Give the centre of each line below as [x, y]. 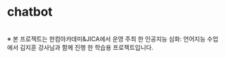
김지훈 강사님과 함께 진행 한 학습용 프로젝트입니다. [86, 47]
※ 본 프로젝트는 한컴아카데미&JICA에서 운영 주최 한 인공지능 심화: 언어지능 [106, 39]
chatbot [30, 12]
